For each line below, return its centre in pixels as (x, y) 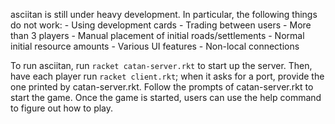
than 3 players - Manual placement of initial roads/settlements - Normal (157, 35)
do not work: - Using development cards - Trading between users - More (161, 25)
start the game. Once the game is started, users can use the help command (166, 97)
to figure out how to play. (62, 108)
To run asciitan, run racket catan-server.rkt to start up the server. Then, (161, 65)
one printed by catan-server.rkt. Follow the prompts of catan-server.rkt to (162, 87)
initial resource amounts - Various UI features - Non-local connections (155, 46)
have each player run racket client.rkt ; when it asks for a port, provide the (167, 76)
